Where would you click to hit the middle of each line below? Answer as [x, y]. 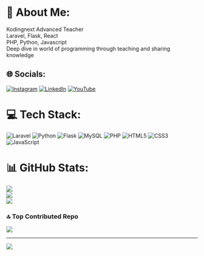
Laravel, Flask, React [32, 35]
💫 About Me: [38, 12]
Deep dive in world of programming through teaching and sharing [88, 49]
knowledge [20, 55]
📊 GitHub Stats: [48, 168]
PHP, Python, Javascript [36, 42]
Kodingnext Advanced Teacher [45, 29]
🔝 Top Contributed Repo [42, 216]
